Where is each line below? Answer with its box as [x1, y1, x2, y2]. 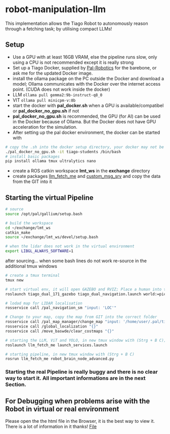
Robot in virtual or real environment [5, 405, 119, 413]
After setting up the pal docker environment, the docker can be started [12, 129, 160, 135]
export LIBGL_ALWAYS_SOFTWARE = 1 [5, 248, 73, 254]
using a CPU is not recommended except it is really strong [12, 59, 134, 65]
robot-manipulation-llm [5, 4, 106, 15]
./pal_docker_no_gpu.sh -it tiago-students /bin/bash [5, 149, 121, 154]
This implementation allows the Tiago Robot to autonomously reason [5, 20, 148, 26]
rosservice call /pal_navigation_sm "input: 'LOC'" [5, 305, 116, 310]
